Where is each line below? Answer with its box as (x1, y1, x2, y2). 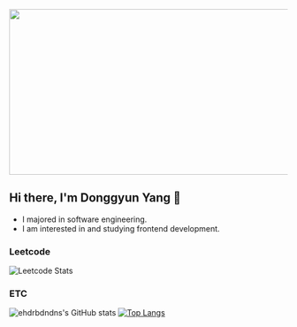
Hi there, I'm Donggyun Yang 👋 (9, 190, 181, 206)
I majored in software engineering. (21, 214, 148, 224)
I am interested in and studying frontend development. (21, 223, 220, 233)
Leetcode (9, 245, 51, 257)
